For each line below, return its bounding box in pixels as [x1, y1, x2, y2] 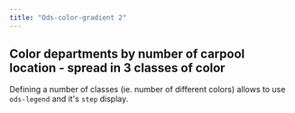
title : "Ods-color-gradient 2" [9, 13, 127, 22]
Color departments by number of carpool [9, 47, 245, 62]
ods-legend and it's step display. [9, 93, 129, 104]
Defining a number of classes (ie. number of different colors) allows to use [9, 84, 286, 95]
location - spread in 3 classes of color [9, 60, 226, 76]
